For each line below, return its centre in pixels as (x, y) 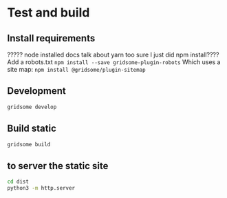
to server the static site (58, 166)
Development (37, 91)
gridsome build (29, 144)
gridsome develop (32, 107)
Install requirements (51, 38)
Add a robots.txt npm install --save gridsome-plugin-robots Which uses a (114, 62)
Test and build (48, 13)
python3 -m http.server (41, 188)
